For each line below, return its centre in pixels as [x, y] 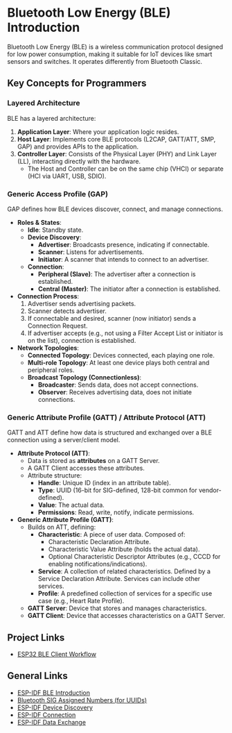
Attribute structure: [54, 475]
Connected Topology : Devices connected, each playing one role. [121, 355]
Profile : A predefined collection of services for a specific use [125, 593]
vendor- [210, 490]
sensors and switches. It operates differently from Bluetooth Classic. [105, 61]
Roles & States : [39, 222]
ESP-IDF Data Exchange [52, 722]
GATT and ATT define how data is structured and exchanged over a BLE [110, 432]
